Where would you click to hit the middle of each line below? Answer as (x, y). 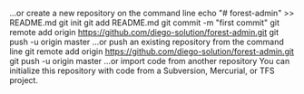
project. (24, 80)
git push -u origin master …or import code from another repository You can (150, 61)
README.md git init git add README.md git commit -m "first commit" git (144, 23)
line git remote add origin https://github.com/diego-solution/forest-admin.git (152, 52)
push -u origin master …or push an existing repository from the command (147, 42)
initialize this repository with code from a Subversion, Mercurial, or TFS (142, 70)
